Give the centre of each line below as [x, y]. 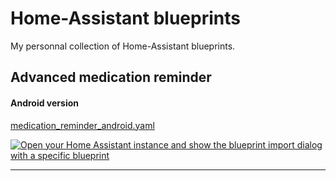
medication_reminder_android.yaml [82, 125]
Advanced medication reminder [111, 77]
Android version [44, 103]
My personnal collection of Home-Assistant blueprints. [123, 46]
